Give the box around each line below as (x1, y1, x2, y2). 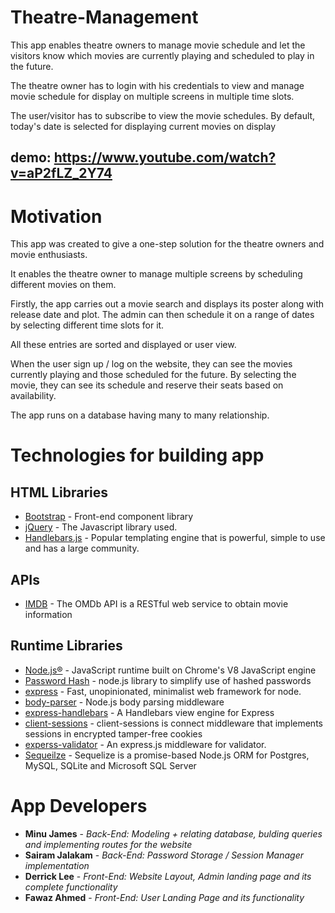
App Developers (10, 795, 148, 818)
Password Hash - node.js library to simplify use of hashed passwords (24, 674, 312, 686)
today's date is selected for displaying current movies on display (10, 120, 277, 132)
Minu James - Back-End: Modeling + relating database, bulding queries (24, 827, 323, 840)
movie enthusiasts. (10, 249, 88, 261)
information (24, 609, 73, 621)
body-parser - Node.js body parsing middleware (24, 696, 225, 708)
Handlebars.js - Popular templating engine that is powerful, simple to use (24, 532, 326, 544)
